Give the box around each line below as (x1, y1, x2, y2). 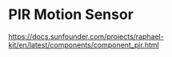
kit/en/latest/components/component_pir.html (8, 40, 159, 49)
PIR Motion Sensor (8, 6, 134, 24)
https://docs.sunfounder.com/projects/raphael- (8, 32, 164, 41)
